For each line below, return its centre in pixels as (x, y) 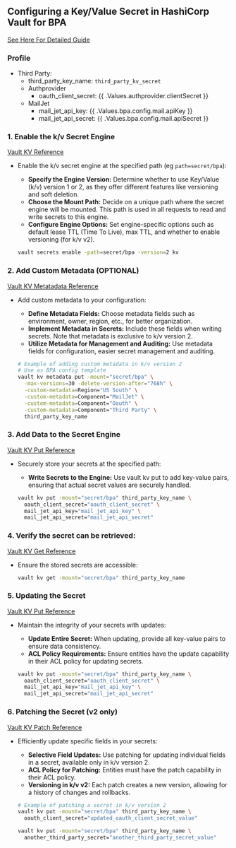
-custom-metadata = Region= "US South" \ (81, 390)
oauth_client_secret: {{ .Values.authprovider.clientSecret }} (124, 96)
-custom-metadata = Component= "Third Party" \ (91, 410)
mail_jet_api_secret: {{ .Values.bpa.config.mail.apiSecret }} (124, 119)
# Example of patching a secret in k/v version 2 (92, 805)
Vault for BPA (37, 23)
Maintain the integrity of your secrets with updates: (92, 625)
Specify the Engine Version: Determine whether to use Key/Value (124, 179)
